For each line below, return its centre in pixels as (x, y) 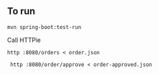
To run (21, 11)
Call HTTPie (24, 40)
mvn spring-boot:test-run (44, 27)
